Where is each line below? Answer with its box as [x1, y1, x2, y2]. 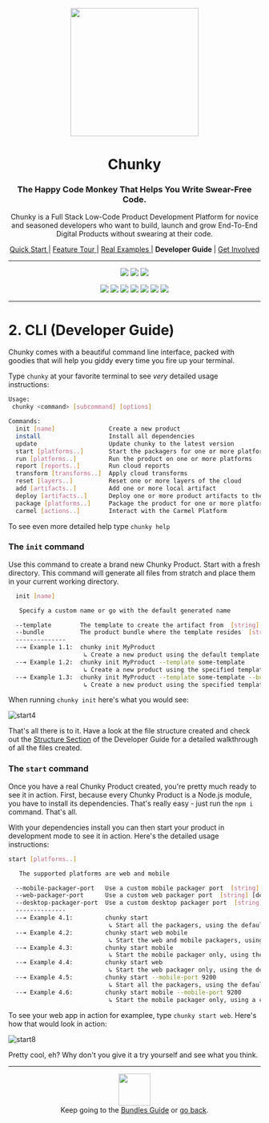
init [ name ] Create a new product [15, 425, 181, 433]
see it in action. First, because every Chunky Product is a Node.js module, [8, 790, 252, 799]
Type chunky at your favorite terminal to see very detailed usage [8, 371, 219, 381]
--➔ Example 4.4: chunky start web [15, 959, 163, 967]
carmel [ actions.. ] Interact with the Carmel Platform [15, 507, 227, 515]
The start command [8, 763, 89, 774]
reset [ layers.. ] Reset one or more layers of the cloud [15, 477, 242, 485]
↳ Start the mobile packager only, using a [108, 996, 256, 1004]
